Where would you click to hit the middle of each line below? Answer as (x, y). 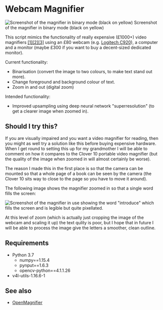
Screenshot (145, 22)
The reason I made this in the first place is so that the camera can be (74, 168)
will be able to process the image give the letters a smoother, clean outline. (80, 228)
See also (18, 291)
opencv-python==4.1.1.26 (45, 270)
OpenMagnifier (27, 303)
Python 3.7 (23, 255)
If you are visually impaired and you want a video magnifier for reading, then (82, 138)
